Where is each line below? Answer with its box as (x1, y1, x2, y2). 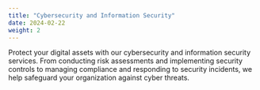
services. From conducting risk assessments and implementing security (8, 56, 243, 66)
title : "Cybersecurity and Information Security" (8, 11, 176, 20)
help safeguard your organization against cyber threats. (8, 73, 190, 83)
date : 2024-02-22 (8, 19, 66, 27)
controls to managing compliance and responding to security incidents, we (8, 65, 252, 74)
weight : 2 (8, 26, 41, 34)
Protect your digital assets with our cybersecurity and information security (8, 48, 251, 58)
